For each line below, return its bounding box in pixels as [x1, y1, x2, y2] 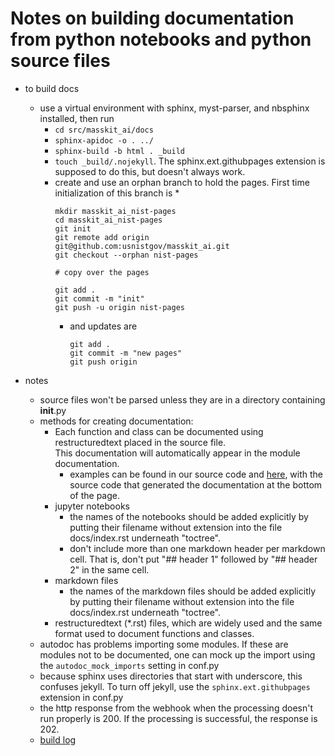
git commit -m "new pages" [69, 348, 183, 358]
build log [39, 733, 77, 746]
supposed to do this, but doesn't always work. [54, 165, 246, 177]
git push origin [69, 357, 138, 367]
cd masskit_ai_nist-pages [54, 215, 163, 225]
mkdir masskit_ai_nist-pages [54, 206, 177, 216]
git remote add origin [54, 232, 150, 242]
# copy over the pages [54, 267, 150, 277]
